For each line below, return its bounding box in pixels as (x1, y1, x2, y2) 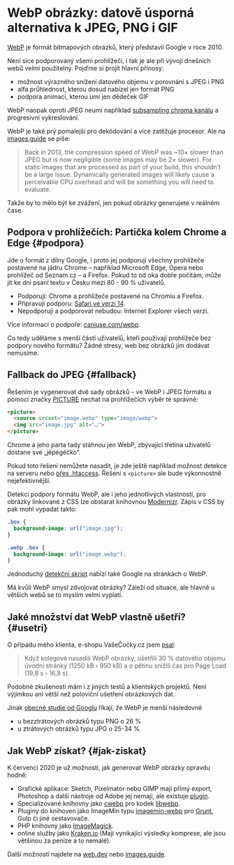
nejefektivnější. (7, 477, 51, 485)
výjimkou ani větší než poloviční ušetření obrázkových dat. (7, 690, 175, 698)
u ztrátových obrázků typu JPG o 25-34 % (17, 724, 140, 733)
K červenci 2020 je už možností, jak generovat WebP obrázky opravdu (7, 763, 211, 771)
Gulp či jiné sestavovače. (17, 814, 89, 822)
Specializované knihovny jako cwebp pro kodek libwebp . (17, 799, 180, 808)
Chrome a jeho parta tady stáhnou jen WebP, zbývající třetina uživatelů (7, 441, 211, 449)
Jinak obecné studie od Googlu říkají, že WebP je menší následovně (7, 703, 203, 712)
